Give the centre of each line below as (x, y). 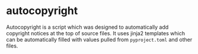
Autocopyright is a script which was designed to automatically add (87, 27)
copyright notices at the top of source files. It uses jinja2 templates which (96, 33)
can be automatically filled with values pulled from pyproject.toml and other (99, 39)
